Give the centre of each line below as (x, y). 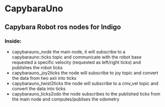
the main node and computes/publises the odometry (66, 99)
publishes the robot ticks (37, 67)
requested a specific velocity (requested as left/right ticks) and (76, 62)
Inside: (13, 41)
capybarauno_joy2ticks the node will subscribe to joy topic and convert (85, 73)
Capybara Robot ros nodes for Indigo (63, 27)
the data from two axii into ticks (44, 78)
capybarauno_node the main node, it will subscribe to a (69, 52)
